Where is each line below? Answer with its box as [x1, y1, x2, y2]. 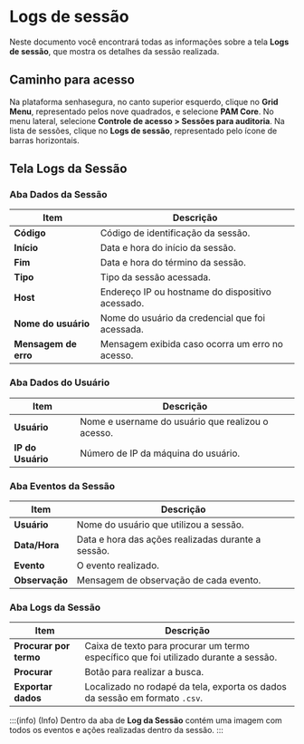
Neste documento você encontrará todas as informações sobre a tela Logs [9, 36, 290, 47]
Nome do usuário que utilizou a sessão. [76, 518, 244, 531]
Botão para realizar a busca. [84, 666, 204, 679]
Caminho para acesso [9, 72, 136, 88]
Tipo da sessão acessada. [100, 271, 211, 284]
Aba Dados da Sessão [9, 188, 108, 201]
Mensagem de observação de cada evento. [76, 574, 261, 586]
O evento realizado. [76, 559, 160, 572]
